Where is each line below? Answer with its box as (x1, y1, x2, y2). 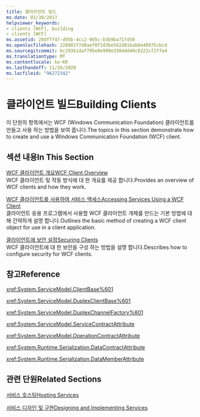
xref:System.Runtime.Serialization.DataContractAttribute (6, 343, 146, 351)
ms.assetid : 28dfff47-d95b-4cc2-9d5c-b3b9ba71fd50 (6, 37, 135, 43)
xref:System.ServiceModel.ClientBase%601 (6, 286, 114, 293)
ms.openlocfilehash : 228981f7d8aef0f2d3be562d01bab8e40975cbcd (6, 43, 168, 49)
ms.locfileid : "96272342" (6, 70, 71, 76)
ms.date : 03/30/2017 (6, 14, 58, 20)
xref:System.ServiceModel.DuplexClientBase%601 (6, 297, 131, 304)
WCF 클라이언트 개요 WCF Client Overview (6, 169, 108, 176)
